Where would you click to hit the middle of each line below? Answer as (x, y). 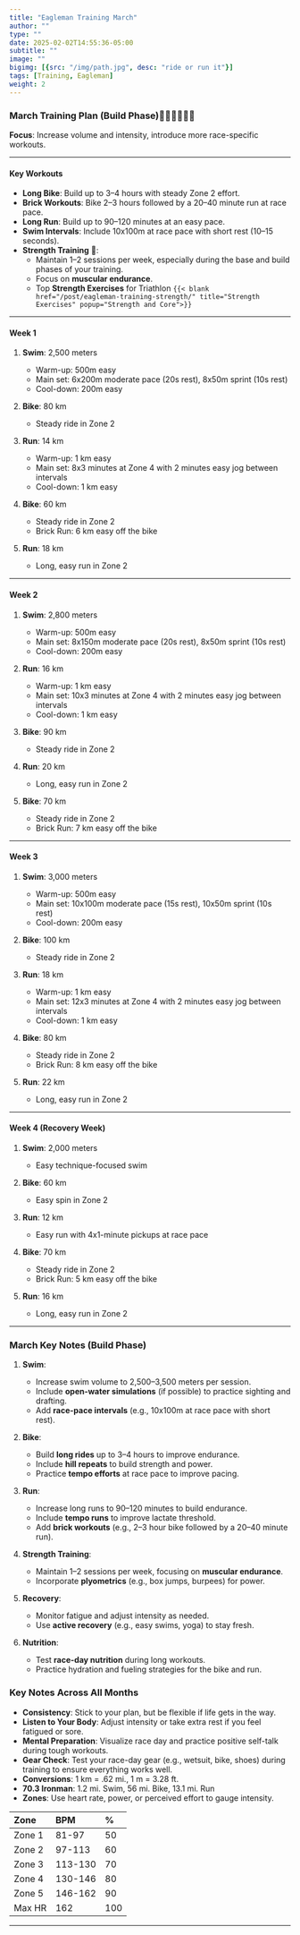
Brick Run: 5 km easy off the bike (96, 1279)
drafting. (51, 1401)
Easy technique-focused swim (92, 1165)
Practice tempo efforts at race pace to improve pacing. (137, 1474)
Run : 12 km (43, 1217)
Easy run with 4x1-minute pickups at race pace (122, 1234)
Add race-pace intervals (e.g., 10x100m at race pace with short (153, 1411)
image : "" (28, 59)
